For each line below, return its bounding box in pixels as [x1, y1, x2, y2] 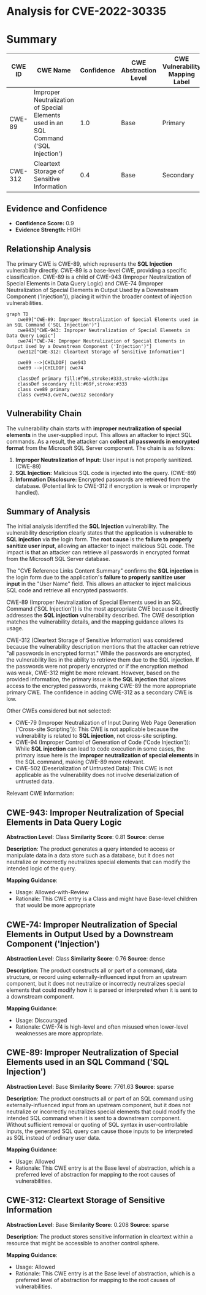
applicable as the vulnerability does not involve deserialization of [15, 771, 180, 779]
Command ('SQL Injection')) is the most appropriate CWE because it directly [6, 605, 199, 613]
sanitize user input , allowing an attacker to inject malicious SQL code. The [6, 542, 195, 550]
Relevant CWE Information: [6, 790, 75, 797]
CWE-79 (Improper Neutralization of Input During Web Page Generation [15, 719, 196, 727]
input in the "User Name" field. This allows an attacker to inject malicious [6, 580, 191, 587]
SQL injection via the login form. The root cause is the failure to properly [6, 536, 193, 543]
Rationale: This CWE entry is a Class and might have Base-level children [15, 895, 197, 903]
